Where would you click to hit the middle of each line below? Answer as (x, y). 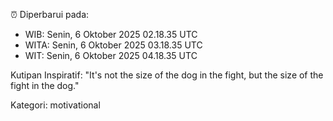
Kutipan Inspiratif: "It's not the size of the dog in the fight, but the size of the (167, 75)
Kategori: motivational (55, 105)
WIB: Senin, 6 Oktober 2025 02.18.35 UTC (111, 34)
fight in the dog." (45, 85)
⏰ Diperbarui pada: (50, 14)
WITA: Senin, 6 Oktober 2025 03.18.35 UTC (113, 45)
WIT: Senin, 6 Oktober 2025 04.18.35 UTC (111, 55)
